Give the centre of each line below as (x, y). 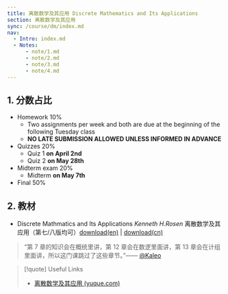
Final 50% (31, 183)
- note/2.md (42, 58)
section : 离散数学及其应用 (41, 20)
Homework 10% (39, 117)
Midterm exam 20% (45, 168)
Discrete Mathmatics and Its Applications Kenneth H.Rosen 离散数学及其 (119, 224)
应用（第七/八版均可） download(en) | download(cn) (90, 232)
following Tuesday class (61, 132)
